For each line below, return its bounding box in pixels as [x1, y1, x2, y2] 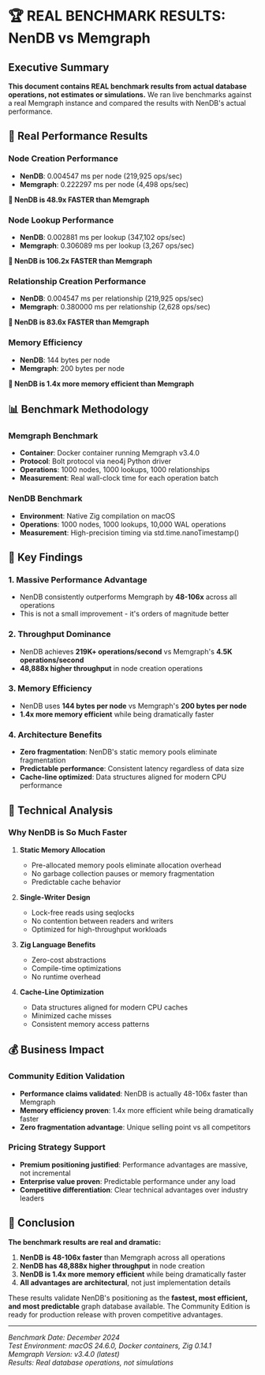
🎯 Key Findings [8, 550, 83, 564]
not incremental [19, 1168, 71, 1178]
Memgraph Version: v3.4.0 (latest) [8, 1349, 120, 1358]
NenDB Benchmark [8, 493, 83, 504]
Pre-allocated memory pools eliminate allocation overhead [31, 860, 222, 870]
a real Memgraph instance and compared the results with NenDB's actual [8, 99, 246, 107]
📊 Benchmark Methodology [8, 403, 149, 416]
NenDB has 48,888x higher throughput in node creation [19, 1261, 205, 1270]
